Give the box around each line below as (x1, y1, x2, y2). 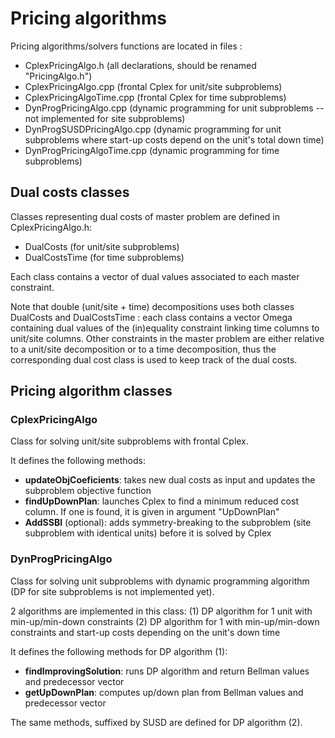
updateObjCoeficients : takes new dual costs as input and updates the (24, 474, 316, 486)
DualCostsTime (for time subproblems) (24, 251, 185, 263)
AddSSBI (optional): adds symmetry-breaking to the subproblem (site (24, 517, 312, 529)
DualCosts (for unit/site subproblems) (24, 240, 180, 252)
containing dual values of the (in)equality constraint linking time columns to (10, 322, 320, 334)
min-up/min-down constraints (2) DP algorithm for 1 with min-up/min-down (10, 615, 320, 627)
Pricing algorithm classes (10, 383, 173, 400)
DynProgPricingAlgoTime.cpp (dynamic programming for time (24, 144, 280, 156)
